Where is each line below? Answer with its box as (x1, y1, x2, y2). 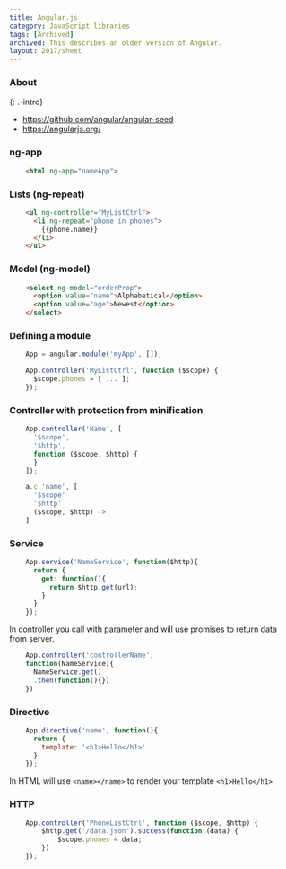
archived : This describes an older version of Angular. (9, 38, 222, 48)
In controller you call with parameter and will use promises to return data (9, 624, 278, 634)
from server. (9, 634, 56, 644)
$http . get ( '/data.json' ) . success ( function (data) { (41, 827, 239, 836)
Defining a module (9, 329, 91, 341)
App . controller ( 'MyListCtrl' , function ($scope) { (25, 366, 219, 376)
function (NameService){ (25, 660, 115, 669)
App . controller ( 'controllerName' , (25, 651, 154, 661)
